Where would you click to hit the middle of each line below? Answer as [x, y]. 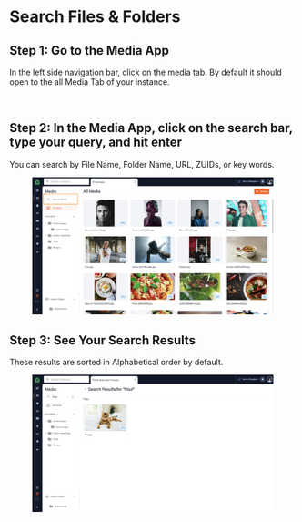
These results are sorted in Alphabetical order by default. [116, 363]
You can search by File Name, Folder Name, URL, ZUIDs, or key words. [142, 164]
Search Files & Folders [95, 17]
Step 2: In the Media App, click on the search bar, [151, 128]
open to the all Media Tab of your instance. [90, 82]
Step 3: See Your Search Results [103, 340]
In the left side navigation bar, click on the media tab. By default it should [146, 72]
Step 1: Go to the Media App [90, 51]
